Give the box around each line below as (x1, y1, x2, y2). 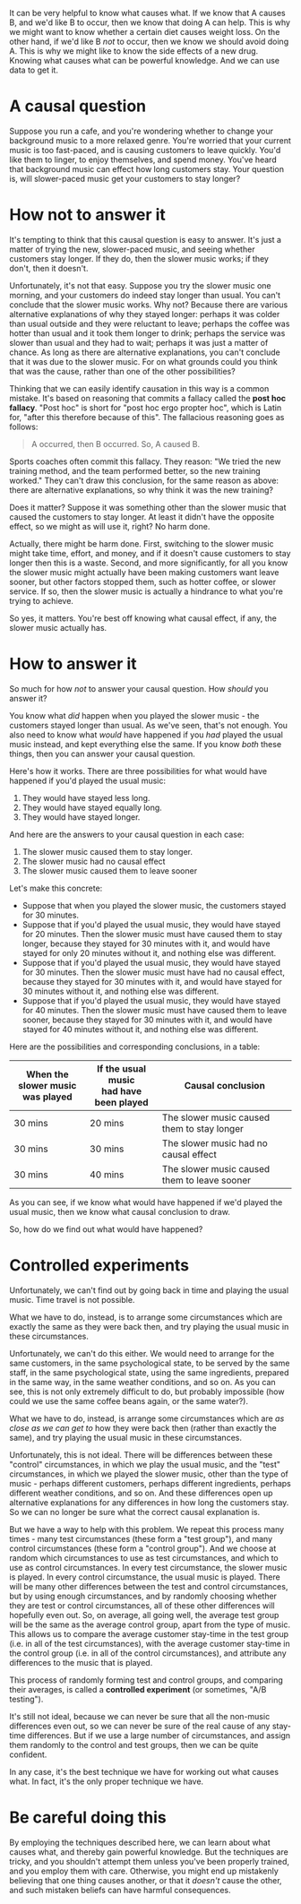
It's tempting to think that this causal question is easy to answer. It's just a (9, 234, 282, 245)
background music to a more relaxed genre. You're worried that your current (9, 134, 291, 146)
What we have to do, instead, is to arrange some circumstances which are (9, 1312, 283, 1322)
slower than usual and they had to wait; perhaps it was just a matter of (9, 337, 269, 348)
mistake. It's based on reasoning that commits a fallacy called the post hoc (9, 392, 287, 403)
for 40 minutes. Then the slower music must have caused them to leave (21, 1004, 288, 1015)
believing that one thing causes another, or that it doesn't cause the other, (9, 1874, 282, 1885)
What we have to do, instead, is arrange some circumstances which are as (9, 1413, 285, 1424)
